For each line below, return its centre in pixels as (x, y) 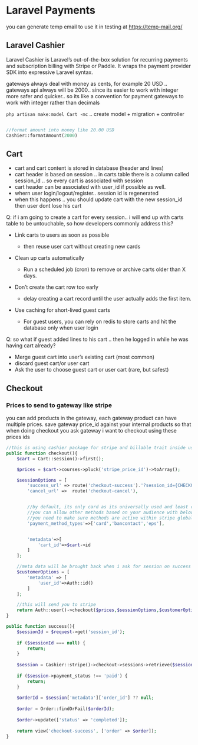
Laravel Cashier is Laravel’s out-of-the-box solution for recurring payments (97, 59)
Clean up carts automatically (49, 258)
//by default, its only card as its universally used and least (108, 507)
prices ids (18, 437)
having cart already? (31, 346)
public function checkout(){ (42, 453)
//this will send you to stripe (56, 605)
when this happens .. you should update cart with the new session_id (98, 199)
